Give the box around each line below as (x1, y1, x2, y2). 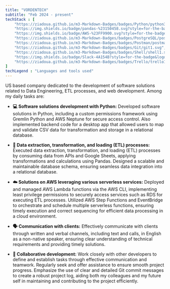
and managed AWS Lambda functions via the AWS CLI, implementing (12, 186, 157, 192)
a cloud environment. (12, 213, 57, 219)
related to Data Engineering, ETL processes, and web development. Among (5, 88, 162, 94)
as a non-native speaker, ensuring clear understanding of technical (12, 236, 153, 242)
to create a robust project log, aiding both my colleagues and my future (12, 273, 161, 278)
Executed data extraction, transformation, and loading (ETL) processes (12, 147, 161, 153)
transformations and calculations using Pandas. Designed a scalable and (12, 158, 164, 164)
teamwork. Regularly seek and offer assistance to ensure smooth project (12, 262, 164, 268)
